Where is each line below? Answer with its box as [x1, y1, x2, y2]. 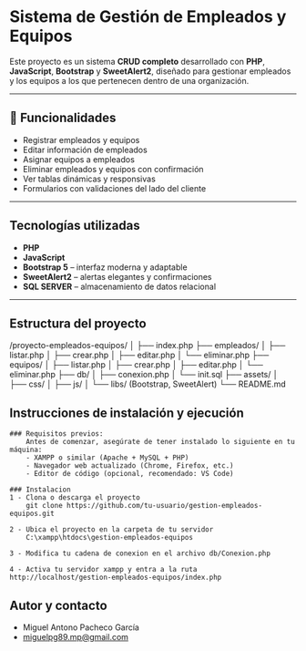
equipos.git [9, 509, 55, 519]
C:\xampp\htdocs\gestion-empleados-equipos [25, 533, 194, 542]
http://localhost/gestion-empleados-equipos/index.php [9, 573, 222, 583]
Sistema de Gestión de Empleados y [9, 6, 287, 27]
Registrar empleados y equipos [22, 134, 140, 145]
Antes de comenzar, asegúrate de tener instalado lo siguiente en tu [25, 438, 296, 447]
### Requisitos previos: [9, 429, 104, 439]
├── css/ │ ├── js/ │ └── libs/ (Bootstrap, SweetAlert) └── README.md [9, 378, 287, 389]
